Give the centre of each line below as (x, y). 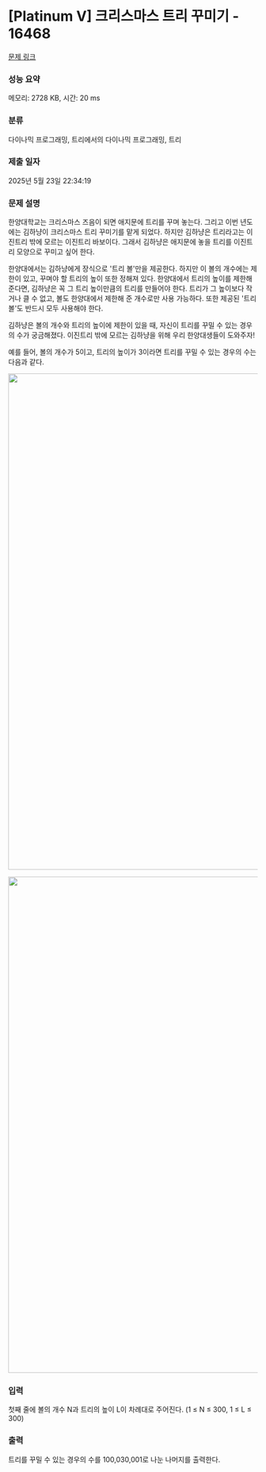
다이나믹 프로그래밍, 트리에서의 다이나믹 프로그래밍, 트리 (95, 139)
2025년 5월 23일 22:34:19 (50, 180)
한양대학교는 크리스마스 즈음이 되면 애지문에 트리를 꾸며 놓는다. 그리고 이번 (123, 222)
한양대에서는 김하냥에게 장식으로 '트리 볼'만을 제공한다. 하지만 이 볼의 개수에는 (129, 269)
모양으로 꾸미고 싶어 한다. (55, 252)
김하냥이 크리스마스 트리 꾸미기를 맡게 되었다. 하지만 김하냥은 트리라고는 (134, 232)
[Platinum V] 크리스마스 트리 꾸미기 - (124, 16)
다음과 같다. (27, 362)
